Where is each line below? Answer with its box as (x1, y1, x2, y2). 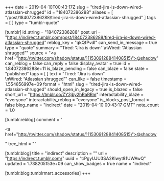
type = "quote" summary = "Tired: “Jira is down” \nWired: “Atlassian (5, 45, 142, 50)
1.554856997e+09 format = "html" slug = (5, 81, 88, 87)
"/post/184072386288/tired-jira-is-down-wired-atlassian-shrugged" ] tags (5, 15, 156, 20)
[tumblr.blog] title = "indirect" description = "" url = (5, 150, 108, 156)
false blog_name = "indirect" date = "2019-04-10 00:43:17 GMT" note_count (5, 102, 159, 108)
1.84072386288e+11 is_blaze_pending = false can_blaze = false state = (5, 66, 149, 71)
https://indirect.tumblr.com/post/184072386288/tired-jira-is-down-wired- (7, 34, 156, 40)
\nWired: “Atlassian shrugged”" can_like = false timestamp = (5, 76, 127, 82)
